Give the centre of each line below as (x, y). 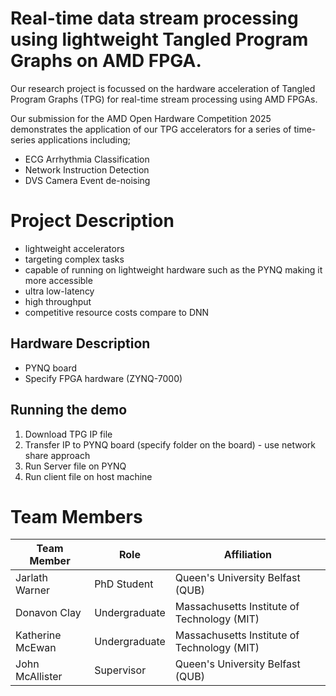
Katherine (38, 635)
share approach (57, 455)
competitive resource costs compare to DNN (117, 312)
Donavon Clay (48, 613)
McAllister (39, 677)
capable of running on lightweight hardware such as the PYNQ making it (173, 269)
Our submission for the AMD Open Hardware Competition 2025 (141, 118)
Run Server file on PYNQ (75, 466)
